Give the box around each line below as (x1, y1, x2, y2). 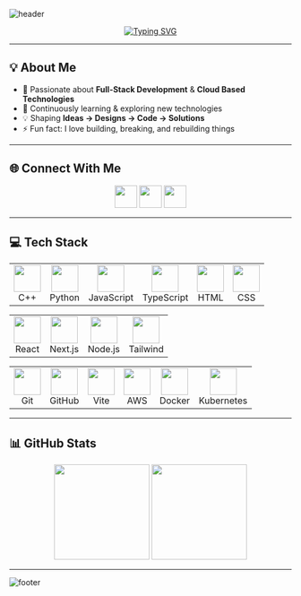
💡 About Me (9, 60, 77, 75)
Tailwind (128, 343, 164, 356)
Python (49, 291, 81, 304)
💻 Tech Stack (9, 235, 89, 250)
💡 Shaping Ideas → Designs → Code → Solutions (21, 112, 205, 123)
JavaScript (88, 291, 134, 304)
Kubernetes (198, 394, 248, 407)
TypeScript (142, 291, 189, 304)
